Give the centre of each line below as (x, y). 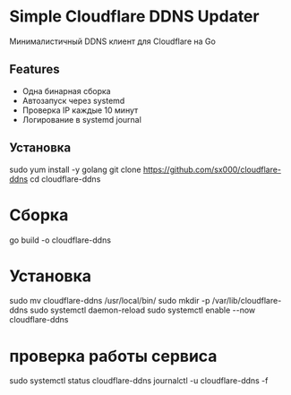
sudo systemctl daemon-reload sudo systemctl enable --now (143, 310)
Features (34, 69)
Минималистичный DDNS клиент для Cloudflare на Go (113, 41)
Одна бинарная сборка (66, 90)
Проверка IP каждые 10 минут (80, 110)
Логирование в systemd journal (81, 119)
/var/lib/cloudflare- (247, 301)
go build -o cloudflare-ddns (60, 240)
